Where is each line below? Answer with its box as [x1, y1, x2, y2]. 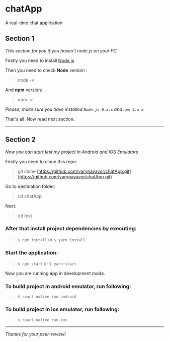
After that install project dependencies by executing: [5, 225, 137, 232]
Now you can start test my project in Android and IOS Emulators [5, 149, 138, 155]
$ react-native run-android [17, 294, 76, 300]
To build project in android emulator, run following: [5, 283, 132, 290]
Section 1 [5, 34, 34, 43]
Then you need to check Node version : [5, 67, 88, 73]
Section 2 [5, 135, 36, 144]
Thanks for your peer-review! [5, 331, 66, 337]
